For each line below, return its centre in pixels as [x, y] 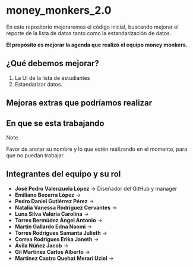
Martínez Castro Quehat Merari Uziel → [64, 258]
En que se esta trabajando [55, 123]
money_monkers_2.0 [59, 10]
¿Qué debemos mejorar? [53, 63]
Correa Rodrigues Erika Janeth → [57, 239]
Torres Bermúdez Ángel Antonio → [58, 220]
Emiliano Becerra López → [48, 195]
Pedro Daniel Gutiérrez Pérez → [54, 201]
